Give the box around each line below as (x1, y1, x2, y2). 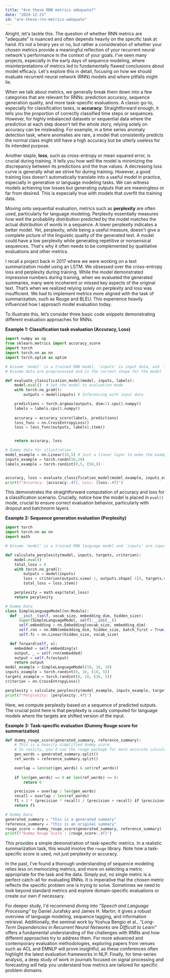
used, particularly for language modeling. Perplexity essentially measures (5, 211, 158, 217)
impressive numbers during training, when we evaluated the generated (5, 275, 153, 281)
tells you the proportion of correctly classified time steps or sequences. (5, 110, 154, 116)
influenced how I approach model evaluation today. (5, 301, 112, 307)
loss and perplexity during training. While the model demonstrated (5, 269, 143, 275)
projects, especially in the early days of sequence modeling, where (5, 58, 145, 64)
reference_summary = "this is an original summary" (5, 821, 116, 827)
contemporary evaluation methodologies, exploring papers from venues (5, 941, 155, 947)
